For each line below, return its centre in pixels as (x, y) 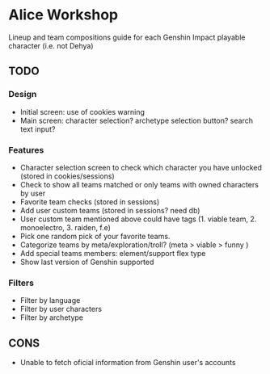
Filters (21, 283)
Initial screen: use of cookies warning (82, 111)
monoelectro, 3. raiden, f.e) (65, 227)
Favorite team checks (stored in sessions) (90, 202)
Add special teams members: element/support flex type (113, 253)
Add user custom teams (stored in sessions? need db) (110, 210)
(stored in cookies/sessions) (67, 176)
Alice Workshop (63, 15)
